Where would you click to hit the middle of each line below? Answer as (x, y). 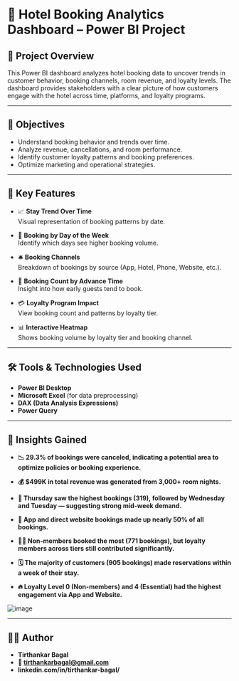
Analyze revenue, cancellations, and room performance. (100, 149)
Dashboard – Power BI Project (96, 30)
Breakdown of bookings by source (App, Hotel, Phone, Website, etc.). (119, 267)
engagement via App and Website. (70, 595)
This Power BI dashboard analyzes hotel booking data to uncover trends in (117, 73)
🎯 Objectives (36, 125)
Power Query (38, 411)
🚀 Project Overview (51, 56)
